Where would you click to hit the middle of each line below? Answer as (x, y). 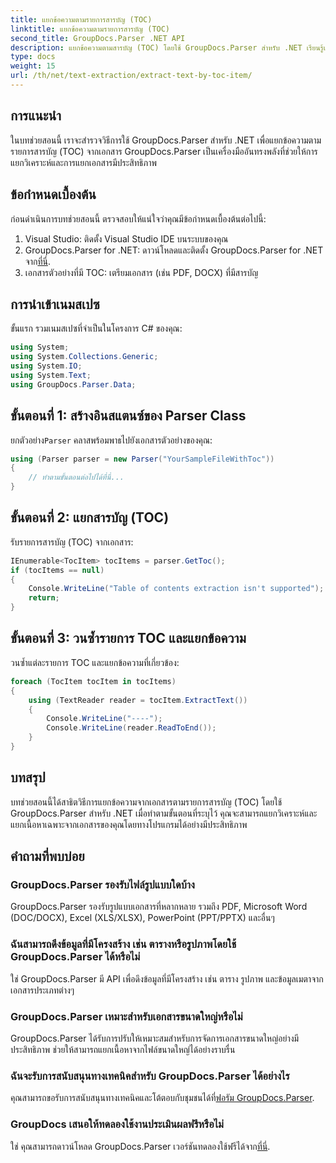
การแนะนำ (36, 116)
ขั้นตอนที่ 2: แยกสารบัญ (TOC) (90, 517)
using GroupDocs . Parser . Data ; (73, 384)
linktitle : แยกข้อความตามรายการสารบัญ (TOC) (90, 29)
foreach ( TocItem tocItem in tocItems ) (93, 681)
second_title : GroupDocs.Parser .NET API (98, 38)
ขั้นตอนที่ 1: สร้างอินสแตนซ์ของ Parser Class (128, 416)
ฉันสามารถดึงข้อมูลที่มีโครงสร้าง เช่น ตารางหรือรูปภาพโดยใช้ (123, 944)
